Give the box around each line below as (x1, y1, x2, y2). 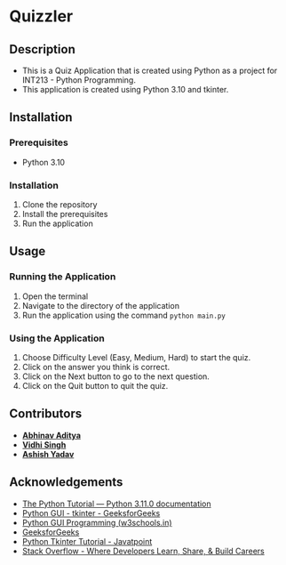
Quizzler (9, 6, 74, 27)
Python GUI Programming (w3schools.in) (21, 517, 172, 528)
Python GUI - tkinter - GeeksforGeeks (21, 507, 161, 518)
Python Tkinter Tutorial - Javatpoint (21, 536, 153, 546)
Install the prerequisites (21, 208, 108, 219)
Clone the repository (21, 198, 98, 210)
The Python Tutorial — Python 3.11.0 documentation (21, 498, 211, 509)
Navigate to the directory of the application (21, 300, 180, 311)
